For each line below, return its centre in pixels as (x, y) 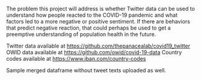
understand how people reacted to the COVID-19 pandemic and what (92, 15)
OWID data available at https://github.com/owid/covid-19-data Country (94, 52)
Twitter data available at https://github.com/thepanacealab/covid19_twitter (98, 46)
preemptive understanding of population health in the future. (81, 34)
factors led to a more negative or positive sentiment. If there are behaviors (98, 21)
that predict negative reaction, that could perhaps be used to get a (88, 28)
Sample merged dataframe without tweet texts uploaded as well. (86, 70)
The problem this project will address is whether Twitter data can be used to (101, 9)
